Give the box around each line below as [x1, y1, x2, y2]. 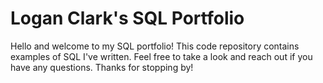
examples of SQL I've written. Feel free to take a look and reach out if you [10, 50, 313, 62]
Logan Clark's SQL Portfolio [10, 7, 245, 30]
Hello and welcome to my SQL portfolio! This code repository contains [10, 40, 300, 52]
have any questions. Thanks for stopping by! [10, 61, 194, 73]
